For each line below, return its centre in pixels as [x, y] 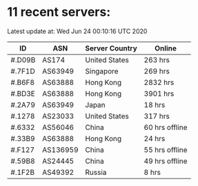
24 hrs [155, 138]
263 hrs [157, 59]
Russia [96, 172]
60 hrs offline [166, 127]
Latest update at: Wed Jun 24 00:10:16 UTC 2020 [77, 31]
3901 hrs [159, 93]
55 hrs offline [166, 149]
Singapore [102, 71]
